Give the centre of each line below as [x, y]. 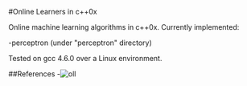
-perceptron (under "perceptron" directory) [80, 43]
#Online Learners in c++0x [53, 12]
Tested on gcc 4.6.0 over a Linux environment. [85, 58]
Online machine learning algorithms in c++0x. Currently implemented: [124, 27]
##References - [35, 74]
